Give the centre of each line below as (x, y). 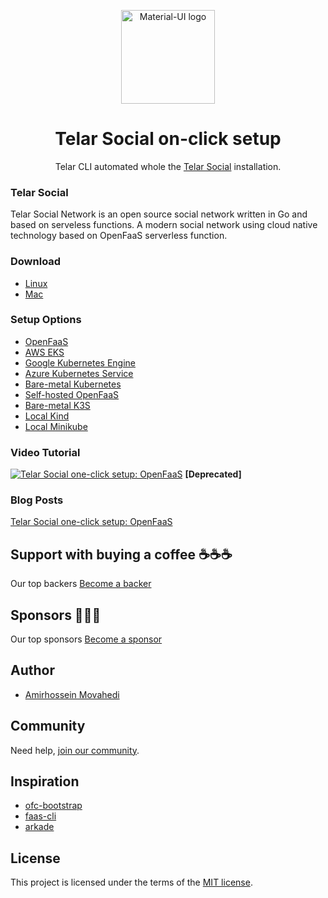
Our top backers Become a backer (81, 584)
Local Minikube (56, 426)
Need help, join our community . (75, 750)
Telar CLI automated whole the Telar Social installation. (168, 166)
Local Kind (47, 416)
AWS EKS (44, 352)
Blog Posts (37, 500)
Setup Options (46, 320)
